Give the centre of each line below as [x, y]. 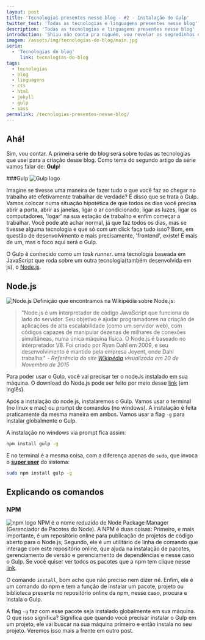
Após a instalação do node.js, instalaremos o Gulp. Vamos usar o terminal [99, 401]
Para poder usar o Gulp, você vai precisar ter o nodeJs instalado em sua [97, 376]
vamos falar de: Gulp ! [34, 167]
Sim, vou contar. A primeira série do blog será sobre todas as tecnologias [99, 154]
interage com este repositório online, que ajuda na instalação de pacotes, [99, 549]
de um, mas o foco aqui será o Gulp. [52, 242]
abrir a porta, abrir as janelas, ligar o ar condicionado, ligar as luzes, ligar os [102, 210]
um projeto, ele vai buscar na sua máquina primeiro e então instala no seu [99, 624]
